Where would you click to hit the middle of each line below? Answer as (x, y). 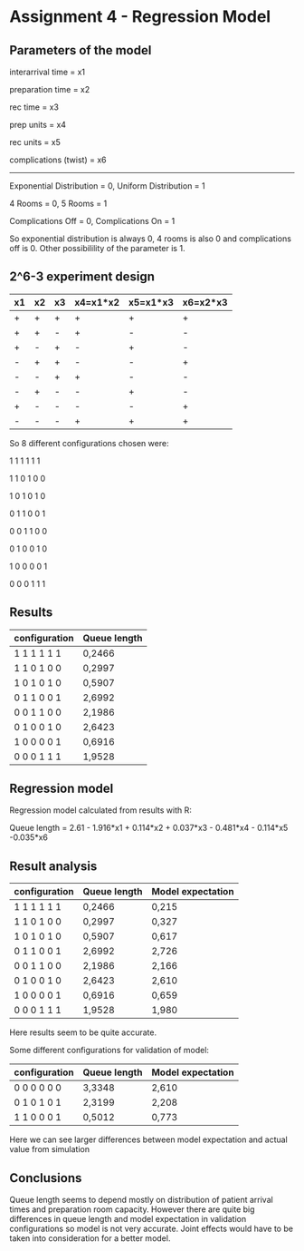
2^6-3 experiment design (82, 277)
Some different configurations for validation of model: (109, 1051)
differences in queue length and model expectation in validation (128, 1219)
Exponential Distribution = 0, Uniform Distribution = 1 (107, 186)
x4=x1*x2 (97, 302)
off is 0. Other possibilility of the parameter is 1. (97, 248)
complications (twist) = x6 (58, 160)
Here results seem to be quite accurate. (83, 1032)
